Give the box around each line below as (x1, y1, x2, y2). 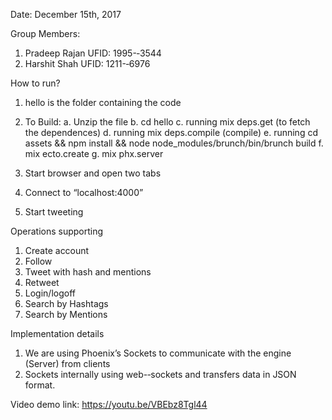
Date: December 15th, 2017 (10, 9, 122, 20)
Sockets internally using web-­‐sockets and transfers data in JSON (24, 369, 297, 380)
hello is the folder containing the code (24, 97, 182, 108)
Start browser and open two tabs (24, 167, 162, 179)
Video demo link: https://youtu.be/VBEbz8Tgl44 (10, 399, 208, 410)
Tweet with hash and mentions (24, 266, 152, 278)
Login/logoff (24, 287, 76, 299)
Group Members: (10, 28, 81, 39)
